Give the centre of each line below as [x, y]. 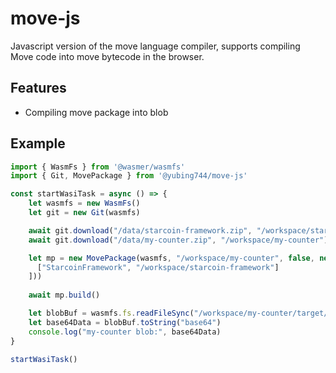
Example [38, 143]
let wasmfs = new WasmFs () [84, 203]
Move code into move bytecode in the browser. [107, 56]
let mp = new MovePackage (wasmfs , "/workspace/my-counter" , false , [171, 258]
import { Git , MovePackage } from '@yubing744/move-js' [129, 176]
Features [38, 88]
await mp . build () [64, 295]
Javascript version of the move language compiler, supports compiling [155, 46]
